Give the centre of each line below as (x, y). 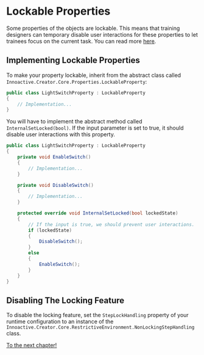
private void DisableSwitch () (56, 185)
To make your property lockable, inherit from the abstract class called (94, 75)
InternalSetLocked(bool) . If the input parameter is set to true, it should (95, 128)
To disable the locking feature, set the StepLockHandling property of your (97, 315)
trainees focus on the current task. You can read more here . (81, 41)
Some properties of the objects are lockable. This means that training (93, 28)
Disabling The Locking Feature (65, 300)
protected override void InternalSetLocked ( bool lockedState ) (98, 213)
